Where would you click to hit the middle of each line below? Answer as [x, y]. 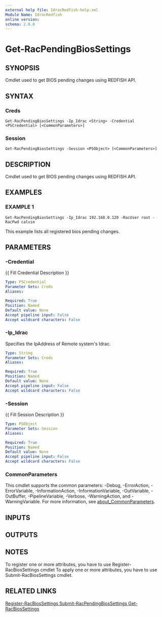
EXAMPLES [24, 193]
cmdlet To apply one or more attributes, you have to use [99, 570]
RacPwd [12, 222]
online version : [22, 19]
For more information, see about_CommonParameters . [99, 502]
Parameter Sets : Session [31, 429]
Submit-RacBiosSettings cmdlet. [39, 575]
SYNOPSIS [23, 68]
